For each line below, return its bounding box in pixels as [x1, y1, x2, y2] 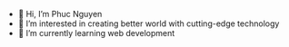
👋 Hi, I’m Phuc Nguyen [17, 9, 103, 19]
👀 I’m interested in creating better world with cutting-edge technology [17, 18, 280, 29]
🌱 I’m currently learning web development [17, 28, 175, 38]
